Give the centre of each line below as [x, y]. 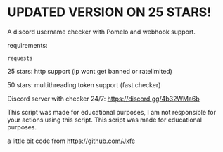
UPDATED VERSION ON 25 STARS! [109, 12]
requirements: [27, 45]
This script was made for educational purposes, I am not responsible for [112, 112]
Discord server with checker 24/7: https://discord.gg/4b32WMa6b [103, 99]
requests [20, 58]
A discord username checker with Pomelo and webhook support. [101, 32]
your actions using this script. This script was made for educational [105, 120]
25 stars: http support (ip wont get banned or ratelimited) [90, 71]
